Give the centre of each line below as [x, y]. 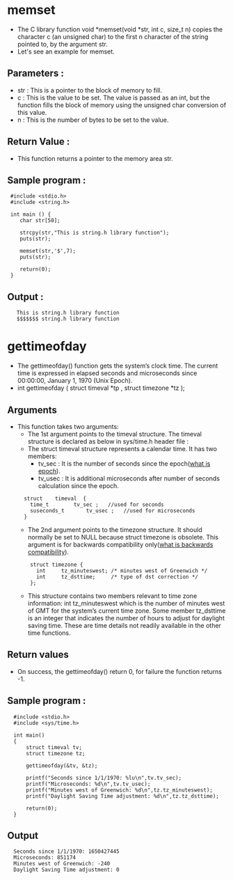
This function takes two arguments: [68, 426]
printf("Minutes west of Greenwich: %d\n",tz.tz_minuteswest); [119, 790]
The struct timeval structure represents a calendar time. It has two [122, 448]
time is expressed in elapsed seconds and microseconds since [107, 373]
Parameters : [35, 73]
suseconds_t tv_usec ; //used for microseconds [113, 510]
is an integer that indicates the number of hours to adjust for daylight [126, 618]
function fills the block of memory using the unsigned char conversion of [122, 105]
